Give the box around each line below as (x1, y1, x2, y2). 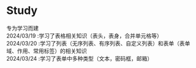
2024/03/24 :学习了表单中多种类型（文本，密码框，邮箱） (6, 55, 153, 62)
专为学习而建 (6, 24, 39, 32)
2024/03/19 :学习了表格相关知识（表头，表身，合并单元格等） (6, 32, 162, 39)
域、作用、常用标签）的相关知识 (6, 47, 87, 55)
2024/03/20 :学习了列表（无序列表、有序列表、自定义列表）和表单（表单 (6, 39, 190, 47)
